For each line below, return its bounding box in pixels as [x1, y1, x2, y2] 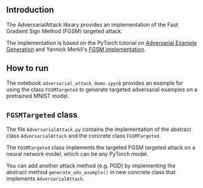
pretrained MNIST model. [6, 92, 70, 99]
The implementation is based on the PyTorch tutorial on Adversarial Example [6, 39, 197, 46]
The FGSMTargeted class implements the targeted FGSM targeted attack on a [6, 144, 196, 151]
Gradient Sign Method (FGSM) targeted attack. [6, 27, 123, 35]
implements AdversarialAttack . [6, 175, 85, 183]
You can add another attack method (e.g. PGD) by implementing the [6, 162, 176, 169]
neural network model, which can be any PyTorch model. [6, 150, 148, 158]
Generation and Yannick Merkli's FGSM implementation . [6, 45, 146, 53]
